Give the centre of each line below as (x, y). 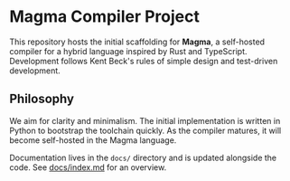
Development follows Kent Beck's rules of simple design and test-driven (144, 61)
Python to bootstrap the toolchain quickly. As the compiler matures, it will (145, 130)
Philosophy (42, 99)
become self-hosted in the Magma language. (93, 140)
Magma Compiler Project (105, 17)
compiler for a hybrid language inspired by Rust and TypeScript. (128, 51)
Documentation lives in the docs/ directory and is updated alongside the (143, 157)
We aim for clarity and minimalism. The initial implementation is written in (145, 120)
